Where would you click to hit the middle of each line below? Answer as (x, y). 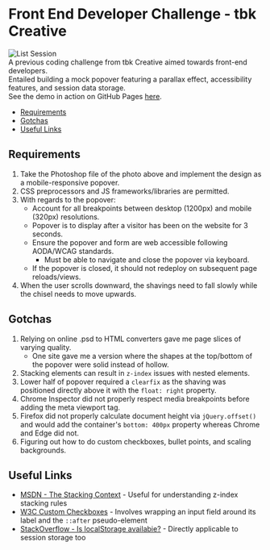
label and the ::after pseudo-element (83, 520)
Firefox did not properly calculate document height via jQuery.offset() (138, 415)
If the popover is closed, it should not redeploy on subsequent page (145, 268)
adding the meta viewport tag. (70, 407)
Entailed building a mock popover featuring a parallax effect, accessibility (130, 79)
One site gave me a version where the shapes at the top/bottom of (142, 356)
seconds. (47, 234)
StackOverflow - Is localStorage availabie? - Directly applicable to (129, 529)
